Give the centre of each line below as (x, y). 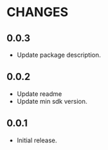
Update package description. (59, 55)
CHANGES (38, 12)
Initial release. (37, 140)
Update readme (39, 94)
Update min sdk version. (52, 101)
